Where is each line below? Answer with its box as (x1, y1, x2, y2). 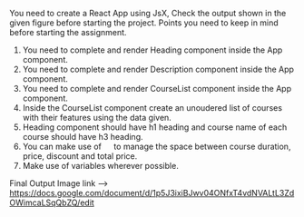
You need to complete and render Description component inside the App (22, 64, 295, 74)
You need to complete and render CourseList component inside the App (22, 84, 292, 94)
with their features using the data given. (22, 113, 172, 123)
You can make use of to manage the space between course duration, (22, 141, 291, 152)
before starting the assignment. (9, 27, 127, 37)
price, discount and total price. (22, 151, 138, 162)
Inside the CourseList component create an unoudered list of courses (22, 103, 283, 113)
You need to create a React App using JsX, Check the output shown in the (9, 8, 287, 18)
